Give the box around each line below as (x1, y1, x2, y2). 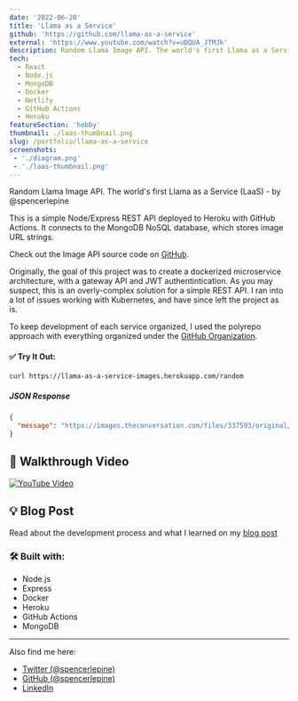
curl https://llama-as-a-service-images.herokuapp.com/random (9, 371, 244, 381)
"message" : (17, 422, 58, 431)
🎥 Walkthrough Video (9, 455, 129, 470)
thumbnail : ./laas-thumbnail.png (9, 129, 133, 138)
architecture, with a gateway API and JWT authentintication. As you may (9, 276, 273, 286)
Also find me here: (9, 646, 77, 657)
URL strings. (9, 232, 55, 243)
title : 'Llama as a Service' (9, 21, 117, 30)
